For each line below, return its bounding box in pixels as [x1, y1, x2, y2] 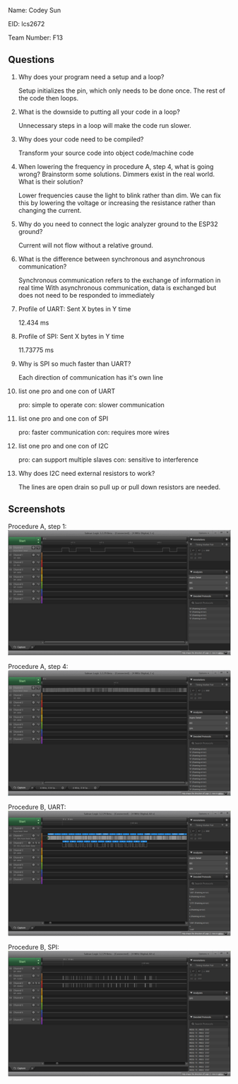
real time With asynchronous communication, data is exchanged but [18, 283, 217, 292]
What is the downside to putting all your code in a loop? [18, 107, 181, 116]
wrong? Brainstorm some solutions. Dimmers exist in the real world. [18, 170, 215, 178]
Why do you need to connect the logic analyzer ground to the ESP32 [18, 219, 218, 228]
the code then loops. [18, 93, 79, 102]
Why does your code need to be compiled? [18, 134, 144, 144]
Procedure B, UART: [8, 803, 66, 811]
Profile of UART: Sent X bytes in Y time [18, 304, 131, 313]
